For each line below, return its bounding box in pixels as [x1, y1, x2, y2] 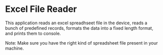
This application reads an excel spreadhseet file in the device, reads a [5, 20, 147, 26]
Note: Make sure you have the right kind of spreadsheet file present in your [5, 40, 158, 46]
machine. [5, 45, 24, 51]
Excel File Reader [5, 3, 77, 15]
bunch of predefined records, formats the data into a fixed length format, [5, 25, 154, 31]
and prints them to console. [5, 30, 61, 36]
